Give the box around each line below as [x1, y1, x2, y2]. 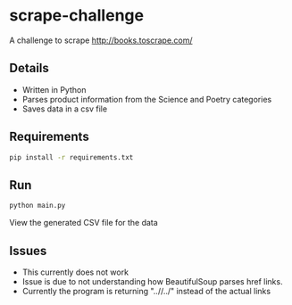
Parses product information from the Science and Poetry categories [21, 94, 272, 104]
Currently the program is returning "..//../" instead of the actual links [21, 285, 271, 296]
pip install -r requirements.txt [9, 152, 134, 161]
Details [9, 61, 49, 76]
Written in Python [21, 84, 87, 95]
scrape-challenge [9, 5, 145, 26]
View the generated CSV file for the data [9, 218, 158, 228]
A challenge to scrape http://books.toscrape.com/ [9, 35, 194, 45]
